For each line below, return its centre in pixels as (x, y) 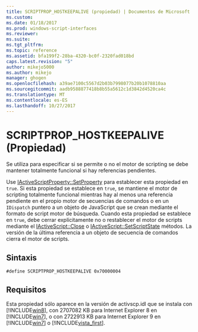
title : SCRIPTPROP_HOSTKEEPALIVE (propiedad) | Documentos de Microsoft (98, 12)
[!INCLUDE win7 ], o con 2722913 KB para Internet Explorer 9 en (84, 317)
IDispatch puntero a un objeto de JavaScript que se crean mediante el (92, 207)
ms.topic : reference (32, 51)
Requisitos (26, 289)
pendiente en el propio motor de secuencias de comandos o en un (88, 201)
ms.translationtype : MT (36, 95)
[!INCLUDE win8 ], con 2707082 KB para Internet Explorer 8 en (82, 311)
